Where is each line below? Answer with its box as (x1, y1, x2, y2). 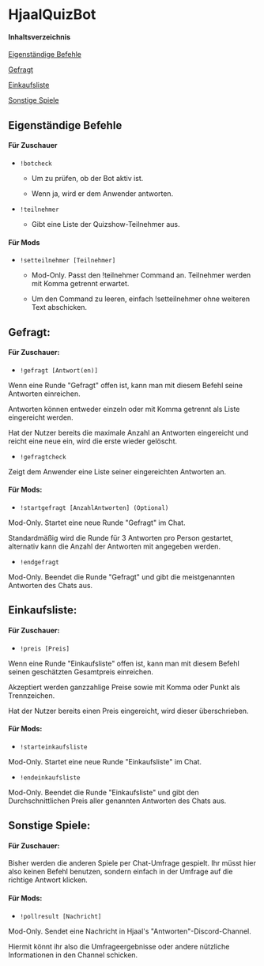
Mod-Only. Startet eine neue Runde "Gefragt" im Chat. (8, 518, 186, 527)
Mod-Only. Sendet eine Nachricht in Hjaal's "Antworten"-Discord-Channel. (8, 926, 251, 936)
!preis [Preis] (19, 644, 70, 653)
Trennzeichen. (8, 690, 55, 700)
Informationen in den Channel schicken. (8, 950, 138, 960)
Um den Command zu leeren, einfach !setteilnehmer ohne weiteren (31, 294, 251, 304)
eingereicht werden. (8, 413, 74, 422)
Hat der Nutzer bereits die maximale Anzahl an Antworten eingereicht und (8, 428, 249, 437)
